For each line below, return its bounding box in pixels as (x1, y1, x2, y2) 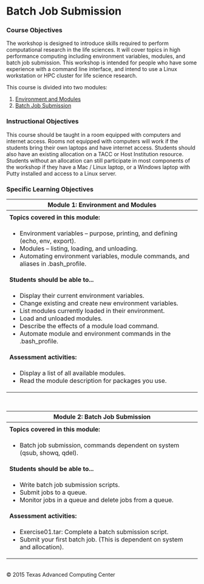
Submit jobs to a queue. (19, 488, 87, 496)
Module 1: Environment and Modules (47, 201, 157, 209)
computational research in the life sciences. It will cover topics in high (6, 46, 181, 53)
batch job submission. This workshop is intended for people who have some (6, 59, 197, 66)
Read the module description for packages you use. (19, 377, 167, 385)
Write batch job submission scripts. (19, 481, 120, 489)
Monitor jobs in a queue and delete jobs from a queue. (19, 496, 174, 504)
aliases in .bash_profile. (19, 259, 87, 268)
